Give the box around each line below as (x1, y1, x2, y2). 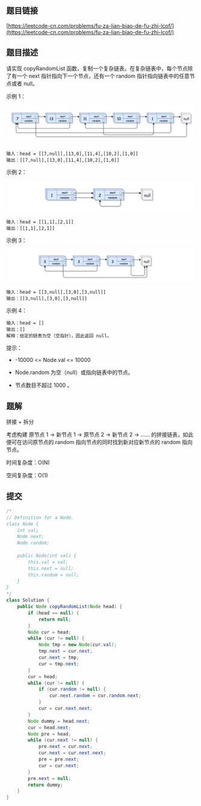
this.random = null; (28, 572, 79, 578)
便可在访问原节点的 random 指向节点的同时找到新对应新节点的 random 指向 (6, 439, 193, 446)
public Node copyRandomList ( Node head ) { (17, 604, 122, 610)
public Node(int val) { (17, 553, 77, 559)
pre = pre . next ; (38, 757, 79, 763)
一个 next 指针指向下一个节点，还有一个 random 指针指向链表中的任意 (16, 72, 190, 80)
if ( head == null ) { (28, 610, 79, 616)
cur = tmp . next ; (38, 661, 79, 667)
